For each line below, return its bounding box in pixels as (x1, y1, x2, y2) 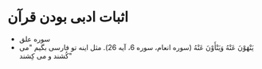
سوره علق (18, 34, 51, 44)
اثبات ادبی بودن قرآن (7, 8, 129, 26)
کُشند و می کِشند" (18, 51, 72, 60)
